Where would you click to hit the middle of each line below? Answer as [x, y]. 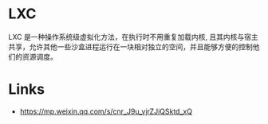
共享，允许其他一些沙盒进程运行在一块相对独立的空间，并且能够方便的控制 [130, 46]
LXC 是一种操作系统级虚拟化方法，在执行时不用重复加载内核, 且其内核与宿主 [134, 37]
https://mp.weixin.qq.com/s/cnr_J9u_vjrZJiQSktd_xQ [106, 111]
